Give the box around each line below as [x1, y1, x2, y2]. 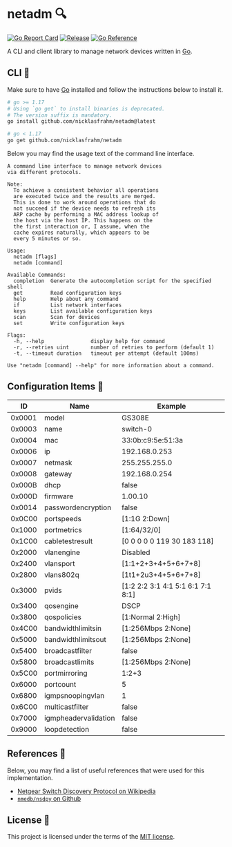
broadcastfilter [43, 645, 92, 655]
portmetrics [43, 525, 83, 534]
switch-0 [122, 424, 153, 434]
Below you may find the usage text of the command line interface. [7, 150, 195, 157]
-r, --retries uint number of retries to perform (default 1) [13, 344, 215, 351]
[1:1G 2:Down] [122, 514, 171, 523]
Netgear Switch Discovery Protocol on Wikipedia [17, 787, 156, 795]
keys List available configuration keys [13, 308, 153, 315]
